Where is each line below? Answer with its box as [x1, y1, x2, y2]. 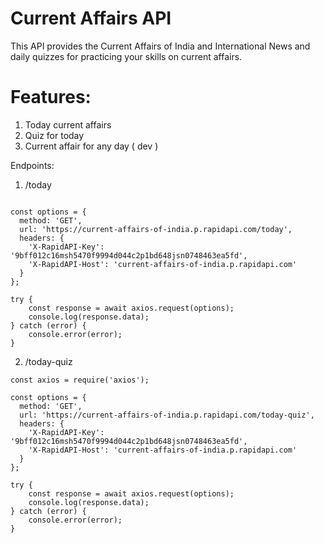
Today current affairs [24, 118, 112, 131]
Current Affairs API [10, 7, 172, 30]
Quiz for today [24, 129, 85, 141]
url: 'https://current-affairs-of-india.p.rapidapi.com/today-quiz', [19, 410, 315, 420]
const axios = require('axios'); [10, 375, 150, 385]
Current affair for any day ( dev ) [24, 140, 159, 152]
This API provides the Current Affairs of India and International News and [10, 40, 311, 52]
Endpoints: [10, 159, 55, 171]
